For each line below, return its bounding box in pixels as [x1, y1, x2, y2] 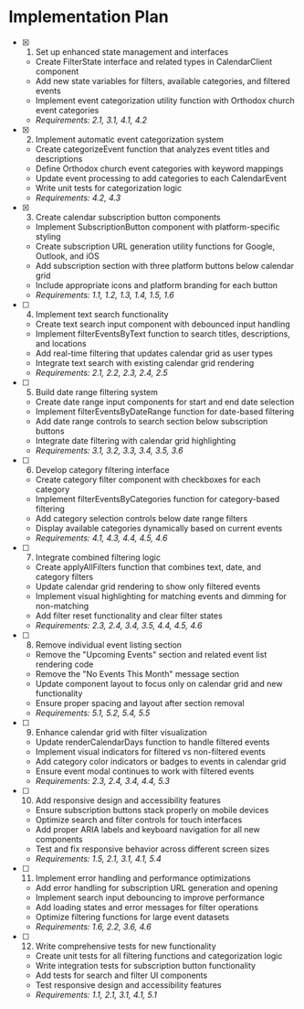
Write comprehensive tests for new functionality [35, 940, 216, 951]
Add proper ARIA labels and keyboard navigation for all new [35, 823, 261, 834]
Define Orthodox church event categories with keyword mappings [35, 163, 284, 174]
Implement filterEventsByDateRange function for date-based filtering [35, 405, 295, 417]
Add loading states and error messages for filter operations [35, 901, 259, 912]
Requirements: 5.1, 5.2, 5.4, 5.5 [35, 707, 151, 718]
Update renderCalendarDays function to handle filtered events [35, 736, 270, 747]
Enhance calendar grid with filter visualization [35, 726, 207, 737]
